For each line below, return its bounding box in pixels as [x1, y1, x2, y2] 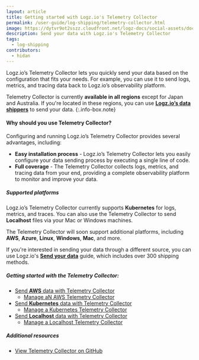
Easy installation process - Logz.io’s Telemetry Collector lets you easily [14, 150, 191, 157]
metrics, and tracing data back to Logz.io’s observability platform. [6, 81, 166, 89]
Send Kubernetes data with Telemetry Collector [14, 300, 132, 307]
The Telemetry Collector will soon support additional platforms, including [6, 228, 184, 235]
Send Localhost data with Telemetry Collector [14, 312, 127, 319]
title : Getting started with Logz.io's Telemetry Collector [6, 14, 158, 20]
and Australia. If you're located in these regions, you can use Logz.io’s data [6, 99, 191, 107]
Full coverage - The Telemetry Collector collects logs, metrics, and [14, 163, 179, 170]
